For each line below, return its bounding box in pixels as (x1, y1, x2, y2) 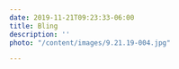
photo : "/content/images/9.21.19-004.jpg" (9, 38, 171, 47)
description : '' (9, 30, 70, 39)
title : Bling (9, 22, 58, 30)
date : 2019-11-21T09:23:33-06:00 (9, 13, 135, 22)
